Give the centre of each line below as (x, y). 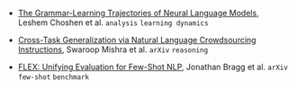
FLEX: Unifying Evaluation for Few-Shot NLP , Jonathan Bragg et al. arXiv (153, 67)
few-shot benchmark (54, 77)
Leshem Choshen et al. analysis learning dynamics (113, 22)
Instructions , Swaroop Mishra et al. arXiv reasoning (113, 49)
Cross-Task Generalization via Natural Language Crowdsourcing (137, 40)
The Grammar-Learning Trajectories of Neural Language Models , (138, 13)
